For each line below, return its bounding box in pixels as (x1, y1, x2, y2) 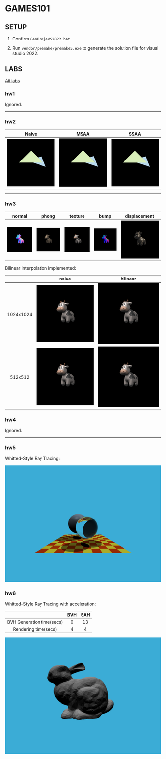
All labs (5, 78, 20, 84)
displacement (125, 213, 154, 219)
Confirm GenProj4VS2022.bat (12, 36, 70, 41)
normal (12, 213, 28, 219)
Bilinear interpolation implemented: (5, 265, 77, 271)
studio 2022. (12, 50, 39, 56)
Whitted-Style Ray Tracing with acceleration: (5, 601, 96, 607)
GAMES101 (5, 3, 50, 14)
